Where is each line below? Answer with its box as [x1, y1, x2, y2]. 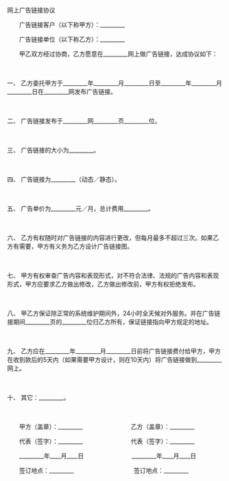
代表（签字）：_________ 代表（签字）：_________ [19, 437, 195, 445]
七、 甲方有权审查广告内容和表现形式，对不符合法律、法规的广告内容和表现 [7, 271, 219, 280]
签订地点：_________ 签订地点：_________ [19, 467, 189, 474]
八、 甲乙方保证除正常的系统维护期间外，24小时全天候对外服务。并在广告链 [7, 309, 221, 317]
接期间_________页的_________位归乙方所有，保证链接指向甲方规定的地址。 [7, 318, 213, 326]
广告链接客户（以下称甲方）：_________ [19, 21, 125, 29]
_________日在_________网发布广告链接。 [7, 88, 117, 96]
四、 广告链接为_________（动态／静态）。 [7, 175, 121, 183]
